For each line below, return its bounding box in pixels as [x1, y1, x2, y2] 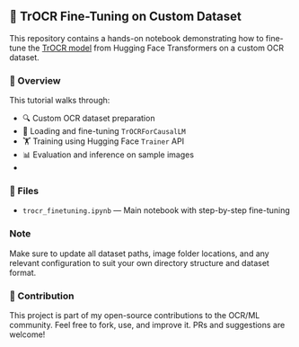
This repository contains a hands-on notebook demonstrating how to [9, 32, 264, 43]
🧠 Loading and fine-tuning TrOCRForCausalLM [22, 126, 186, 137]
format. [9, 267, 37, 278]
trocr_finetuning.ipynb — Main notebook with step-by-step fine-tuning [22, 205, 290, 216]
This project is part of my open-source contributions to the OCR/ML [9, 310, 260, 320]
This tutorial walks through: [9, 95, 110, 106]
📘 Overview [9, 74, 61, 86]
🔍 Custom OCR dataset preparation [22, 113, 155, 124]
